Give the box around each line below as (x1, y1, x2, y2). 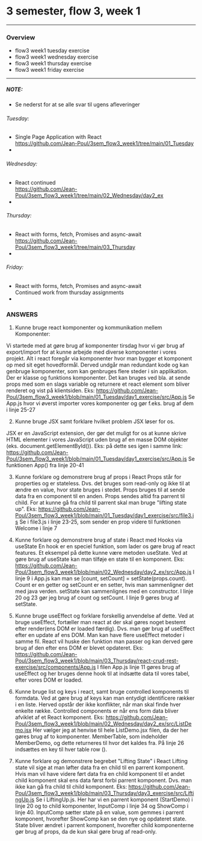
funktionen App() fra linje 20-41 (6, 462, 84, 469)
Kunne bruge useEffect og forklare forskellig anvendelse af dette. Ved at (14, 612, 194, 619)
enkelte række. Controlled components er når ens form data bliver (14, 708, 179, 715)
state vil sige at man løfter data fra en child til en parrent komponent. (14, 764, 185, 771)
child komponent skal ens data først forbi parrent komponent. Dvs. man (14, 777, 192, 784)
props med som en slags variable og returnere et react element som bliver (6, 380, 190, 388)
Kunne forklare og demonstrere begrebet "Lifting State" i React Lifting (14, 758, 188, 765)
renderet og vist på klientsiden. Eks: (6, 387, 95, 394)
